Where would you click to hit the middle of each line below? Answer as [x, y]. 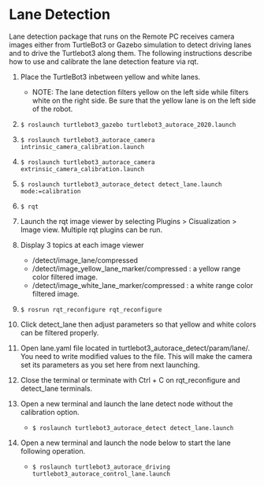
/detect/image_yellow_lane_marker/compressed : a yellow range [136, 268]
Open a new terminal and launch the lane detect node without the [126, 403]
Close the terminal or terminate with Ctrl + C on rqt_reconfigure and [130, 379]
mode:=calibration [50, 191]
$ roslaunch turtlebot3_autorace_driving [101, 467]
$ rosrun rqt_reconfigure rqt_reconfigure [91, 309]
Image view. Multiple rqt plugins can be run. [91, 230]
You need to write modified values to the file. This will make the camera [136, 356]
